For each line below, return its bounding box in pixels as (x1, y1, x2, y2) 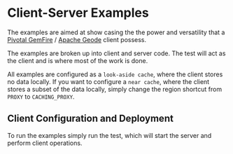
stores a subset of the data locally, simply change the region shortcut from (7, 85, 223, 93)
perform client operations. (7, 139, 83, 147)
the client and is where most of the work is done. (7, 56, 148, 64)
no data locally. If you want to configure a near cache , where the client (7, 77, 210, 85)
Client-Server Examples (7, 5, 149, 21)
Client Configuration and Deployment (7, 113, 174, 125)
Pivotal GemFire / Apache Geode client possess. (7, 35, 147, 43)
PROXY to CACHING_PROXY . (7, 92, 75, 101)
